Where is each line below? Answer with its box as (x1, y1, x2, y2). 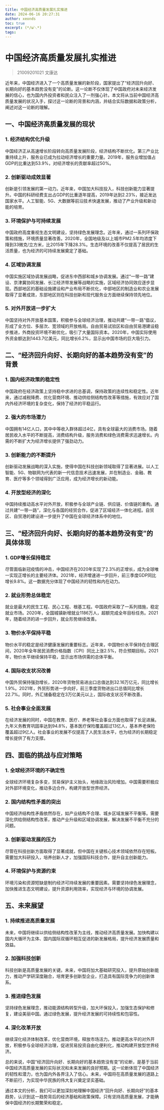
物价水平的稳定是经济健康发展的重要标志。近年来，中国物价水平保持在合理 (5, 642, 155, 647)
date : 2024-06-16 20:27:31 (5, 12, 60, 17)
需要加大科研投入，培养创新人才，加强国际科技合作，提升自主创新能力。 (5, 854, 150, 860)
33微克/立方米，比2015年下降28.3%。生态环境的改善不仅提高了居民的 (13, 242, 155, 247)
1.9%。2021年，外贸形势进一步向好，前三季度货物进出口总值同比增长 (5, 685, 144, 691)
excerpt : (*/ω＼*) (5, 25, 42, 30)
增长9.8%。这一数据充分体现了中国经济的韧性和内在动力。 (5, 578, 123, 584)
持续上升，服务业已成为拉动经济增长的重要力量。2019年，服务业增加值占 (9, 154, 156, 160)
